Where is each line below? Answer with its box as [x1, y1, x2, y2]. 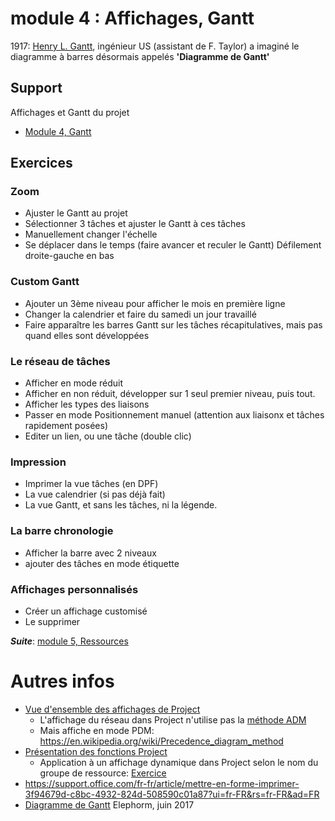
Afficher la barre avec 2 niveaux [24, 547, 157, 559]
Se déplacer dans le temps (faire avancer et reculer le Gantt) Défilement [24, 239, 322, 251]
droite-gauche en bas [24, 250, 115, 262]
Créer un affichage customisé [24, 605, 148, 617]
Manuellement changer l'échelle [24, 228, 158, 241]
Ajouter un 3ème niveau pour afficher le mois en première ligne [24, 297, 286, 309]
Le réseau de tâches [10, 354, 111, 368]
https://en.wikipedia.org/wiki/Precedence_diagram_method [39, 735, 284, 747]
